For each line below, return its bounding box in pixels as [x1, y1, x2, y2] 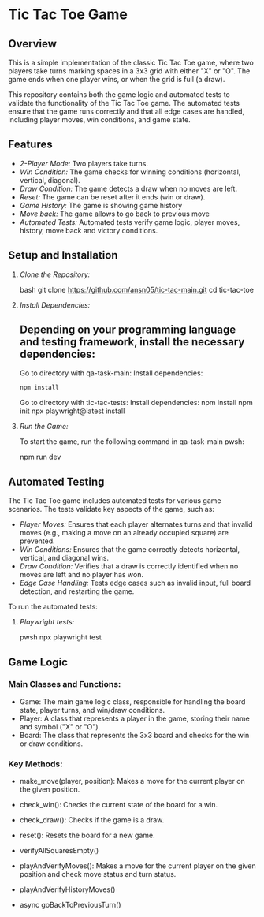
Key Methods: [8, 759, 63, 770]
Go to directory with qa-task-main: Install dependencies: [19, 368, 203, 378]
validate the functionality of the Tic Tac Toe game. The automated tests [8, 99, 240, 107]
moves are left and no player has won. [19, 570, 144, 580]
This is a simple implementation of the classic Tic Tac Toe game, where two [8, 58, 254, 67]
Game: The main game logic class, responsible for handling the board [19, 696, 246, 706]
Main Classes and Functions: [8, 679, 121, 690]
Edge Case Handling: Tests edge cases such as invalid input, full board [19, 578, 251, 588]
